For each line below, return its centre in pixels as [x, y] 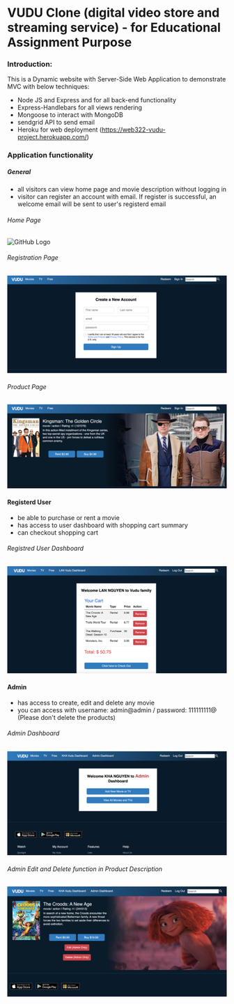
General [19, 172]
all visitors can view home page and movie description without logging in [122, 189]
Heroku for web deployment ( [60, 130]
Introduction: [30, 64]
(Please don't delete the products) [67, 717]
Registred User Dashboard [46, 549]
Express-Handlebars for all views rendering [80, 108]
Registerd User [29, 502]
